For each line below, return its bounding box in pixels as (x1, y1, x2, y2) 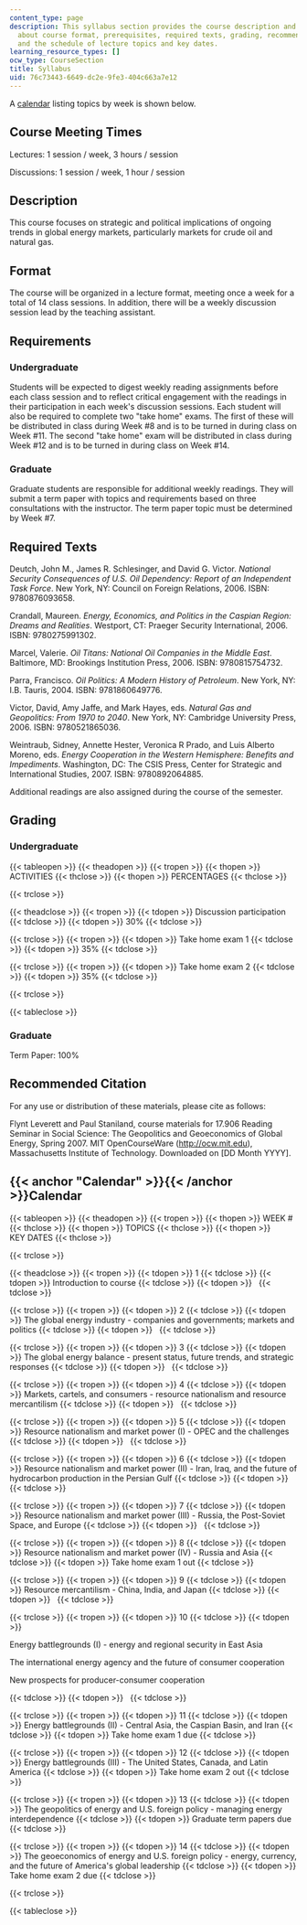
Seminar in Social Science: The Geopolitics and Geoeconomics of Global (9, 1128, 283, 1139)
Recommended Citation (9, 1076, 147, 1092)
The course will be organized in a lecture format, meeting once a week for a (9, 287, 295, 298)
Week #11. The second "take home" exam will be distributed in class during (9, 430, 292, 441)
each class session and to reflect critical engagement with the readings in (9, 390, 288, 402)
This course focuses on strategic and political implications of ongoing (9, 217, 272, 229)
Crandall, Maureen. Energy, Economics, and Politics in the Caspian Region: (9, 610, 292, 621)
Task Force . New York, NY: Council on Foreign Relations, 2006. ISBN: (9, 583, 270, 594)
